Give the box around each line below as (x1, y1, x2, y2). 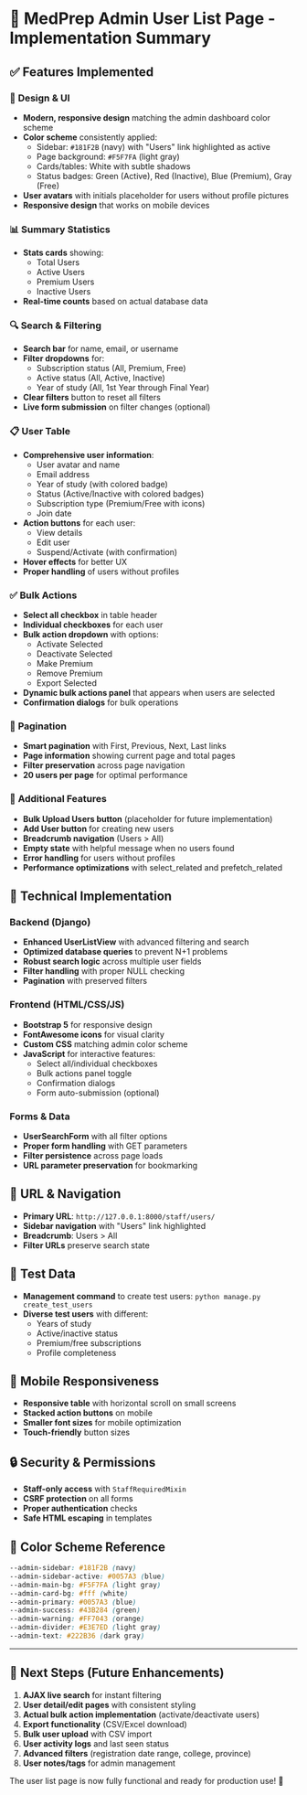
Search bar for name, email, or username (22, 343, 179, 355)
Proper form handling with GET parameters (22, 1140, 188, 1151)
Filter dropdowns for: (22, 353, 105, 364)
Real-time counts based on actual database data (22, 296, 208, 307)
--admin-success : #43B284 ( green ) (9, 1606, 142, 1615)
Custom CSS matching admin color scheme (22, 1038, 188, 1050)
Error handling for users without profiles (22, 852, 175, 863)
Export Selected (36, 678, 98, 689)
